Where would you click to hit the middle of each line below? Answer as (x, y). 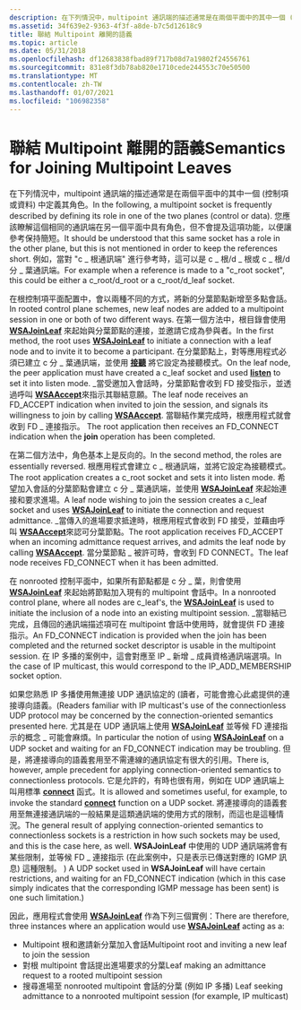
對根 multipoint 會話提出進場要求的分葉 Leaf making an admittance (144, 965)
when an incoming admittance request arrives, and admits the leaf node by (148, 542)
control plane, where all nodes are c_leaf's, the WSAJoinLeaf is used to (142, 602)
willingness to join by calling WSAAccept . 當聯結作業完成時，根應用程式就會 (150, 415)
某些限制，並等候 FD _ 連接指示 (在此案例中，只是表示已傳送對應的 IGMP (143, 858)
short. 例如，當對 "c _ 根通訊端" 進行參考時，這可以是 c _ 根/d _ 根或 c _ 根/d (150, 259)
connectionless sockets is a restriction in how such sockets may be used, (145, 835)
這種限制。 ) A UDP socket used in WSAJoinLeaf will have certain (144, 868)
